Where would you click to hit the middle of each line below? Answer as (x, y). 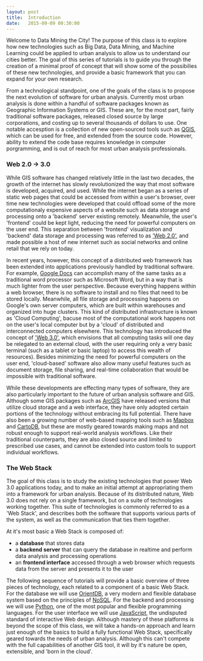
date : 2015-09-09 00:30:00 (43, 23)
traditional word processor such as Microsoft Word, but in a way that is (95, 279)
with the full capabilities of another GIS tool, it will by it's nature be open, (97, 645)
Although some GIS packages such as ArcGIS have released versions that (98, 400)
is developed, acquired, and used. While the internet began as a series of (98, 190)
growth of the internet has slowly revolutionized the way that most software (101, 184)
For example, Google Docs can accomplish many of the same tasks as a (96, 273)
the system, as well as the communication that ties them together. (88, 519)
